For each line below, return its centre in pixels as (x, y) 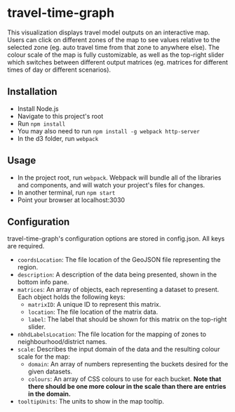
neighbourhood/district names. (62, 342)
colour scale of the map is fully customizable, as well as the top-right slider (116, 55)
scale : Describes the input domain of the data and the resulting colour (119, 350)
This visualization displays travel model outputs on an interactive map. (109, 32)
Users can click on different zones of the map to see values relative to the (114, 39)
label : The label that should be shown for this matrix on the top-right (127, 319)
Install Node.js (38, 108)
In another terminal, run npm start (66, 192)
